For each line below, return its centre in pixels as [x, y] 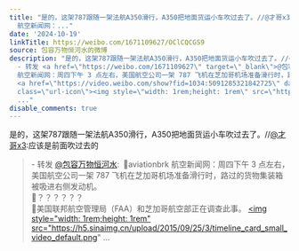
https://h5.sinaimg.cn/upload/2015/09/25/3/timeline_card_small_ [170, 228]
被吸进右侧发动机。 [66, 186]
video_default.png [64, 238]
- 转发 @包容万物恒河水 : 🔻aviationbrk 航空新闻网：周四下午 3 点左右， [160, 164]
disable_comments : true [53, 108]
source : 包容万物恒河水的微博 [59, 51]
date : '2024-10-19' [45, 34]
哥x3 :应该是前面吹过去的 [54, 145]
